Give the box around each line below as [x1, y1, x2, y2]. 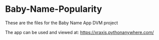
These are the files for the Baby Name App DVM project [5, 20, 118, 26]
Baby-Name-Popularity [5, 3, 102, 15]
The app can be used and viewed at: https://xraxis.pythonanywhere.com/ [5, 29, 154, 35]
